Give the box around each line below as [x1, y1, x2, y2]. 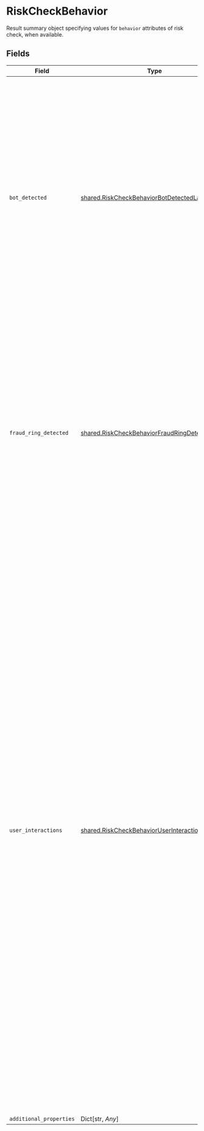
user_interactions [9, 826, 63, 834]
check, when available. [6, 30, 64, 38]
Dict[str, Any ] [80, 1115, 119, 1123]
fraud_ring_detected [9, 429, 69, 436]
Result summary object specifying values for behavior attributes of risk [6, 24, 184, 32]
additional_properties [9, 1115, 75, 1122]
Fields [6, 49, 30, 59]
